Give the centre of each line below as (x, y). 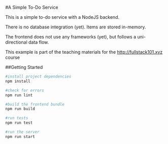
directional (16, 42)
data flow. (39, 42)
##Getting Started (24, 67)
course (13, 57)
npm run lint (19, 95)
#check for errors (25, 90)
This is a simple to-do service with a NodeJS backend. (62, 17)
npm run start (20, 136)
